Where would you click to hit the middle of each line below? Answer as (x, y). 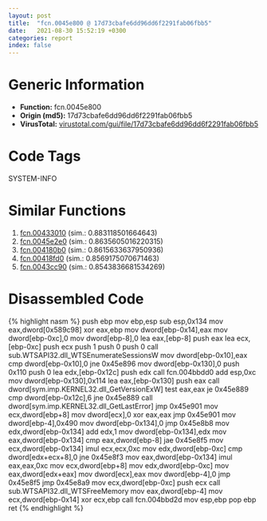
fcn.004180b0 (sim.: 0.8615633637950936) (92, 249)
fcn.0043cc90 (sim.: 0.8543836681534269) (92, 266)
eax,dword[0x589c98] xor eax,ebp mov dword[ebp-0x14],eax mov (118, 329)
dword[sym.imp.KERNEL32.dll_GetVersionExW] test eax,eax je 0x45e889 (129, 389)
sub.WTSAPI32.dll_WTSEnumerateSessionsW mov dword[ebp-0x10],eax (128, 355)
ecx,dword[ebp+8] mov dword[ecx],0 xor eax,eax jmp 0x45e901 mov (122, 414)
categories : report (41, 38)
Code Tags (45, 156)
